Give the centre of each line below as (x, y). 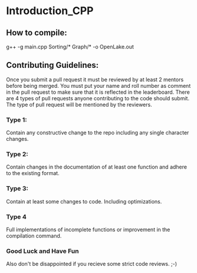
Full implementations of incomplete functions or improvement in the (88, 229)
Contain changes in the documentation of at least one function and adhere (97, 167)
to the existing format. (33, 173)
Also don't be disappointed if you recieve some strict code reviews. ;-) (91, 264)
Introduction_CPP (50, 11)
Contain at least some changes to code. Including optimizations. (84, 201)
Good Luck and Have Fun (42, 251)
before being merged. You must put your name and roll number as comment (98, 85)
